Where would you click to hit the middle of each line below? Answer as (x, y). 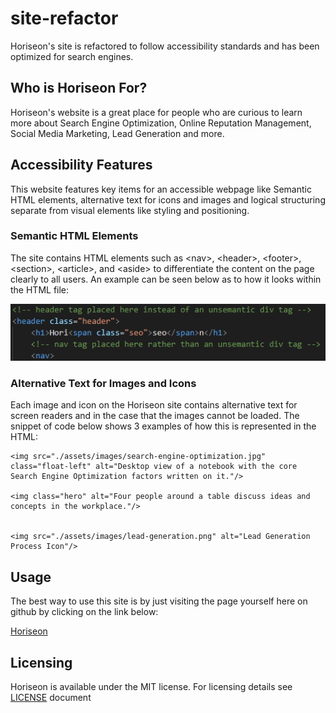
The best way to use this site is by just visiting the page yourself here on (159, 601)
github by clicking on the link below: (84, 612)
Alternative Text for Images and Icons (103, 384)
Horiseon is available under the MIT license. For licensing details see (151, 687)
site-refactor (64, 18)
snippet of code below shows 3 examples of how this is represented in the (163, 426)
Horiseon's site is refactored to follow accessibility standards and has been (165, 46)
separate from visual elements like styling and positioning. (130, 210)
